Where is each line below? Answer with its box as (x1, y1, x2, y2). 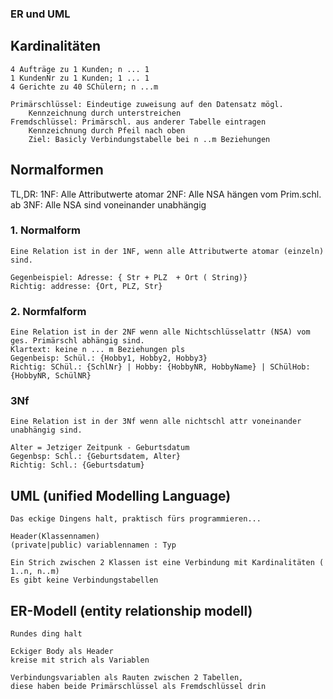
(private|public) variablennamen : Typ (10, 540, 177, 551)
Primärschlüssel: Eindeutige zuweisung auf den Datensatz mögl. (10, 99, 284, 109)
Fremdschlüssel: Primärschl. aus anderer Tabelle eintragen (10, 117, 267, 127)
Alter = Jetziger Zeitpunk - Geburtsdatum (10, 443, 190, 453)
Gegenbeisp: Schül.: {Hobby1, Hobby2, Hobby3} (10, 353, 208, 364)
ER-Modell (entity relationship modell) (10, 602, 253, 619)
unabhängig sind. (10, 425, 83, 436)
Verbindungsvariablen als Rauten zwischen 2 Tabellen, (10, 673, 244, 683)
